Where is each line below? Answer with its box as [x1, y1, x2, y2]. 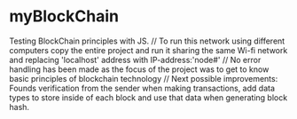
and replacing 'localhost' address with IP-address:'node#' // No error [9, 54, 262, 65]
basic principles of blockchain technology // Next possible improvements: [9, 73, 278, 83]
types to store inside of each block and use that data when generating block [9, 91, 288, 103]
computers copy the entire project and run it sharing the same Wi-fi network [9, 44, 288, 55]
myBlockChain [9, 6, 120, 27]
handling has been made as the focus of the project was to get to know [9, 64, 270, 75]
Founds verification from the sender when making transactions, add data [9, 83, 276, 93]
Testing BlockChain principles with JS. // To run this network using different [9, 36, 285, 46]
